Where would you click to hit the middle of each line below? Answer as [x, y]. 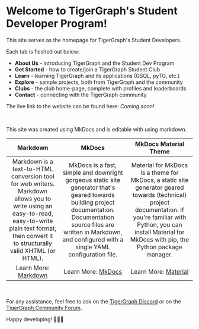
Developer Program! [57, 23]
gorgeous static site [93, 180]
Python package [160, 247]
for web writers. [33, 184]
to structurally [33, 243]
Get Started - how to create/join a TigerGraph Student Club [87, 69]
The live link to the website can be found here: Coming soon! [80, 106]
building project [93, 202]
